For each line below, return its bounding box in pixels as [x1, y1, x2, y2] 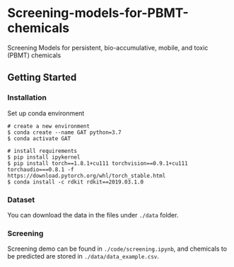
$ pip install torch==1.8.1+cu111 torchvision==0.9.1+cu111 [7, 159, 189, 167]
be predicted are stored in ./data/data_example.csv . [7, 252, 159, 261]
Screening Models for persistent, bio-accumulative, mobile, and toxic [7, 43, 209, 52]
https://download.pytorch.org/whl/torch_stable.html [7, 172, 166, 179]
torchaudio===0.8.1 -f [7, 166, 74, 173]
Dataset [7, 195, 35, 205]
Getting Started [7, 72, 77, 84]
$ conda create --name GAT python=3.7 [7, 129, 122, 136]
